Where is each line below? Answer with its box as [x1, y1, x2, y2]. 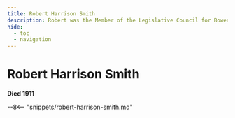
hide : [7, 23, 23, 30]
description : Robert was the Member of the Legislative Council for [7, 17, 211, 24]
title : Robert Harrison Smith [7, 10, 96, 17]
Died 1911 [7, 89, 35, 98]
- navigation [13, 36, 52, 43]
